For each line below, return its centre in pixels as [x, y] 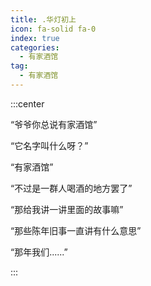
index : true [35, 38]
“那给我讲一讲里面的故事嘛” [67, 209]
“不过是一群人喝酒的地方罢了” [71, 188]
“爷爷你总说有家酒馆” [54, 124]
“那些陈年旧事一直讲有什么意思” [76, 230]
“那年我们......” [39, 252]
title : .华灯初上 [43, 19]
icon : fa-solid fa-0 [53, 29]
